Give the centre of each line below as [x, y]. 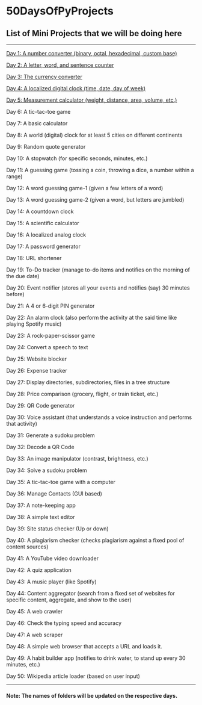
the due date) [23, 276]
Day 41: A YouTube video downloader [53, 558]
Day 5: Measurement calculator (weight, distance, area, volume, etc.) [92, 100]
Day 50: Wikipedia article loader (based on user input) [73, 676]
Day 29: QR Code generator [41, 405]
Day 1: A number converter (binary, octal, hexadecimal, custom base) [92, 53]
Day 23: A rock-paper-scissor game [50, 336]
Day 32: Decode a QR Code [40, 447]
